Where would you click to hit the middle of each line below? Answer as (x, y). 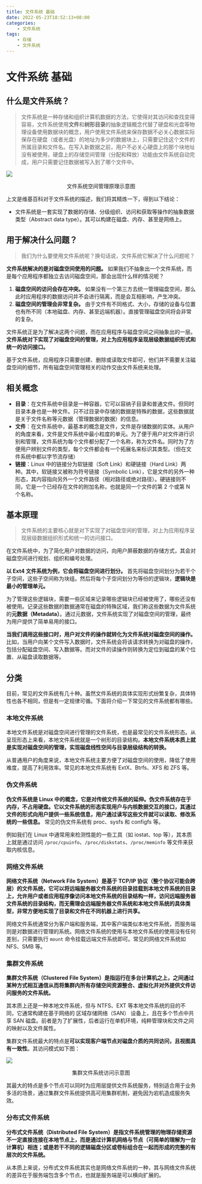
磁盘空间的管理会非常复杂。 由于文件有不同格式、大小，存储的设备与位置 (105, 304)
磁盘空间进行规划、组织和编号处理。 (51, 559)
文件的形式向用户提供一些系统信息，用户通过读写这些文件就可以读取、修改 (98, 814)
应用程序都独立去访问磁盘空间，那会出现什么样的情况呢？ (93, 276)
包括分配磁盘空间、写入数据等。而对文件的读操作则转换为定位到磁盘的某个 (98, 650)
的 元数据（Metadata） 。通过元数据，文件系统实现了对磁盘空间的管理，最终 (99, 614)
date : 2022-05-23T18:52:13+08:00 (48, 17)
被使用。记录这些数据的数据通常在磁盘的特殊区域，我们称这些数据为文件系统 (101, 607)
